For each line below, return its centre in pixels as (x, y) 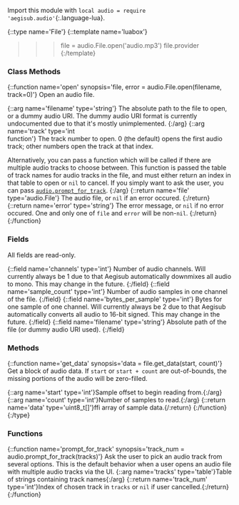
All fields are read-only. (42, 255)
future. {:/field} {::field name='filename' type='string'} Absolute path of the (117, 322)
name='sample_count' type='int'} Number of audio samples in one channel (118, 291)
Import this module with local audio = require (77, 10)
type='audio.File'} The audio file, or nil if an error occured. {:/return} (109, 198)
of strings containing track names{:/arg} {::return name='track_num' (108, 479)
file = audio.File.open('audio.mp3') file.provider (130, 45)
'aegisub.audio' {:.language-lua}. (56, 18)
